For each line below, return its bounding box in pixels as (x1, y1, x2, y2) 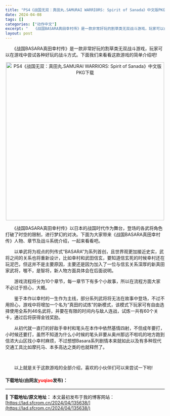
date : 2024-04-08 (5, 12, 42, 17)
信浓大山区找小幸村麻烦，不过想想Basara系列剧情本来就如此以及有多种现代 (5, 338, 162, 344)
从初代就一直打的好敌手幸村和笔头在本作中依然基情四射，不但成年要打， (14, 325, 165, 331)
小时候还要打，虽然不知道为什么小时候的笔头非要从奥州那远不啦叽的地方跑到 (5, 331, 165, 337)
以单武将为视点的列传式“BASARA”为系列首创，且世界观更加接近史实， (14, 248, 160, 255)
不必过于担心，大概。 (5, 284, 50, 290)
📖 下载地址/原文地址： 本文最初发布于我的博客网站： (5, 394, 115, 400)
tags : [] (5, 17, 24, 22)
